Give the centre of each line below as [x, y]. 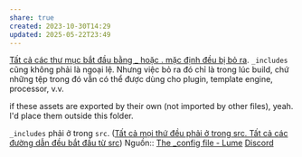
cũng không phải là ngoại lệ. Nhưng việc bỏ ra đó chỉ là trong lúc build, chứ [149, 69]
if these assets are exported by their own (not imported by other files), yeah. [151, 106]
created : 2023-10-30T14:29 [60, 26]
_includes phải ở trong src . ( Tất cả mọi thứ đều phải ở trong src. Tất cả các [149, 134]
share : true [32, 18]
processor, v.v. [37, 89]
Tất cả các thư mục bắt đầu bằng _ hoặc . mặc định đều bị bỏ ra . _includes [149, 60]
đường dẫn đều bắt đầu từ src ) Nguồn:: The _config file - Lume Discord [142, 143]
